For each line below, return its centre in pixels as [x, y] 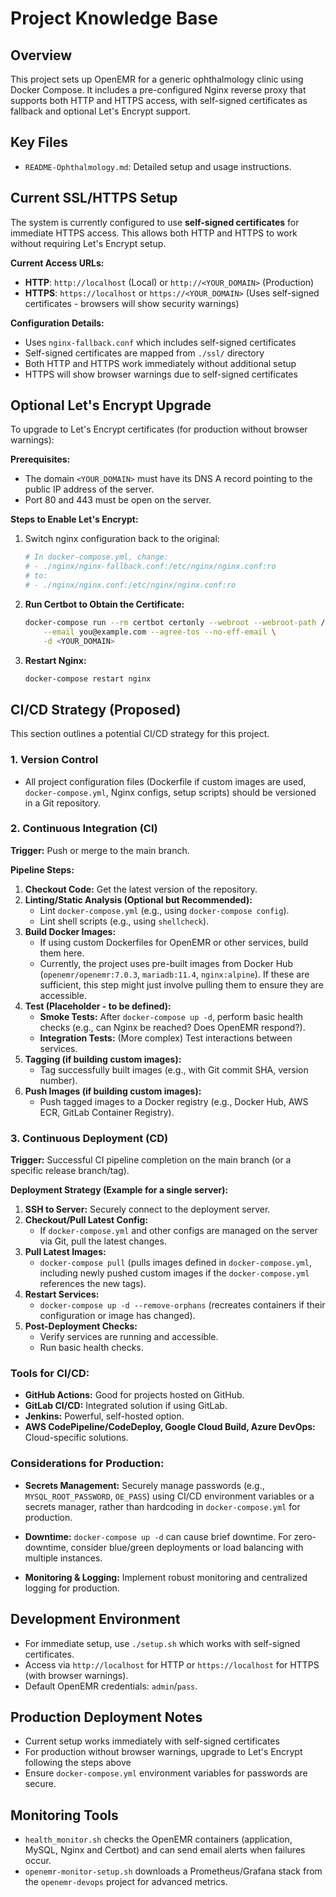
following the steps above [78, 1763]
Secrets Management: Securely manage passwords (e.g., [144, 1485]
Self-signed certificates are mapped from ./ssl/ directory [144, 353]
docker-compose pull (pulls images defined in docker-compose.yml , [175, 1263]
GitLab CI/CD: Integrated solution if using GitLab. [126, 1406]
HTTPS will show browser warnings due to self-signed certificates [161, 374]
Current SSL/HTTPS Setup [94, 198]
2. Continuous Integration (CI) [84, 829]
